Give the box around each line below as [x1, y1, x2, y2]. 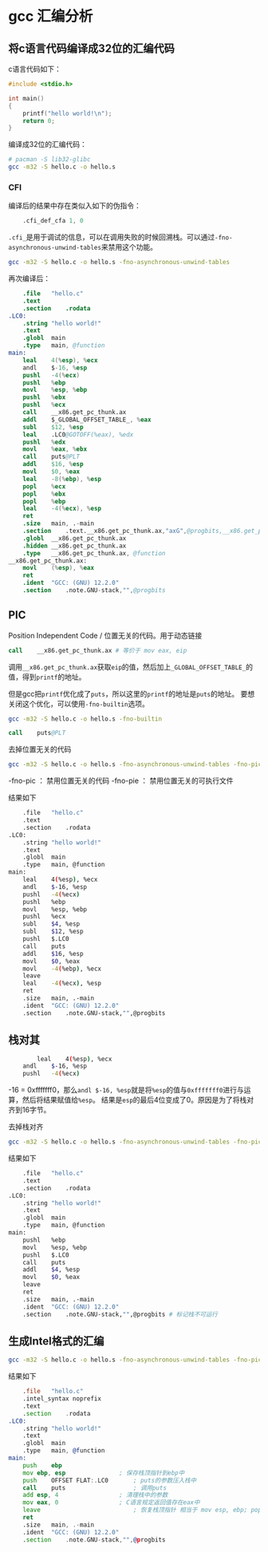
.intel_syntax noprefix [22, 1395, 102, 1403]
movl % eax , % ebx [22, 445, 88, 453]
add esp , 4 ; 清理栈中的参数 [22, 1491, 168, 1499]
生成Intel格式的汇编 [8, 1334, 104, 1348]
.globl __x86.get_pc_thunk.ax [22, 534, 127, 543]
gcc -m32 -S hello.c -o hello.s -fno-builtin [8, 715, 162, 723]
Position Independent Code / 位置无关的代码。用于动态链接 [8, 630, 203, 640]
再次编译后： [8, 274, 50, 283]
